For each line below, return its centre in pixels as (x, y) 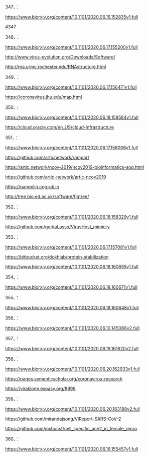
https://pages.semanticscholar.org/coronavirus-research (64, 379)
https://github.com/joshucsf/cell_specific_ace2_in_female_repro (71, 429)
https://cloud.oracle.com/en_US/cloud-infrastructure (60, 127)
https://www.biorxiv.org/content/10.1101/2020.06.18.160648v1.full (72, 308)
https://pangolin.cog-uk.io (32, 187)
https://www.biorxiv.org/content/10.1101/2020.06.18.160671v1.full (71, 287)
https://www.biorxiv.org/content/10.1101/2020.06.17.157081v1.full (71, 247)
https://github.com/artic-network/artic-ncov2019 (56, 177)
